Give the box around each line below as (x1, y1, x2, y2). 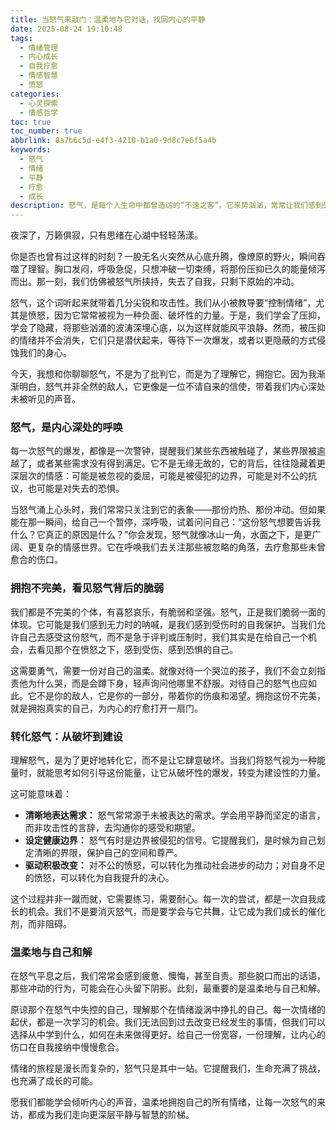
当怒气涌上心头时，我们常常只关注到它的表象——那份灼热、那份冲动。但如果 (10, 504, 326, 516)
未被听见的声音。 (10, 393, 81, 405)
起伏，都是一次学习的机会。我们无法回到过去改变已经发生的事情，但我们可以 (10, 1016, 326, 1028)
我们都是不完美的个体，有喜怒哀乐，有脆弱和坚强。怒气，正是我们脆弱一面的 (10, 606, 326, 618)
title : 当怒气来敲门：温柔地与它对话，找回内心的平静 (10, 14, 206, 25)
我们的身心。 (18, 347, 72, 359)
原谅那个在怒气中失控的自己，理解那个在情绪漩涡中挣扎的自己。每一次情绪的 (10, 1004, 326, 1016)
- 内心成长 (19, 52, 59, 62)
